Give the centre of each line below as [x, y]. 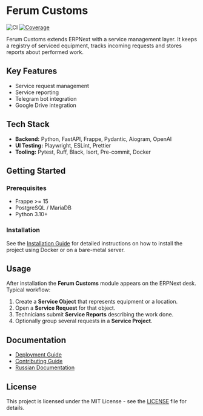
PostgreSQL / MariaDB [43, 208]
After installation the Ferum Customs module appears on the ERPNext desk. [101, 284]
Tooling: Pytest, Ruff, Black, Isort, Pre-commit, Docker [83, 152]
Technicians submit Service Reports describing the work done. [94, 315]
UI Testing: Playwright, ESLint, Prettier [63, 145]
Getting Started [36, 171]
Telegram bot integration [46, 98]
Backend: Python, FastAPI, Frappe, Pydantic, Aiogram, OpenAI [93, 139]
